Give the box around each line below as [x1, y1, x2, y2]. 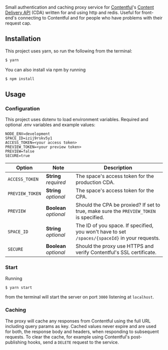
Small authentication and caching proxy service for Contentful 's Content [5, 4, 154, 10]
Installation [5, 34, 41, 43]
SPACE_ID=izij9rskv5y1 [5, 136, 52, 141]
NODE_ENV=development [5, 131, 50, 136]
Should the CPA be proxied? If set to [75, 201, 160, 208]
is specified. [75, 214, 104, 221]
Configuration [5, 105, 40, 112]
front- [141, 9, 154, 15]
